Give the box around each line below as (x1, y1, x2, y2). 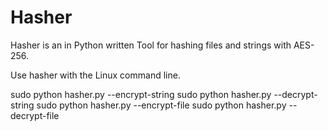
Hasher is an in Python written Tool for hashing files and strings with (10, 39, 292, 51)
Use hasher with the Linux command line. (10, 69, 181, 81)
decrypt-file (10, 109, 60, 121)
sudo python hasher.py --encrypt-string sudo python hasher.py (10, 88, 272, 100)
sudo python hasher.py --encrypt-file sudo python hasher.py (36, 99, 287, 111)
